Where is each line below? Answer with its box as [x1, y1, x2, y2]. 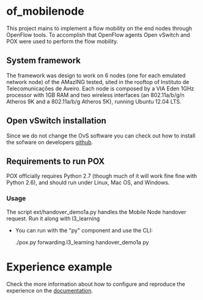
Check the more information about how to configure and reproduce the [6, 280, 185, 288]
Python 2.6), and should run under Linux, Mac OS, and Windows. [6, 179, 170, 187]
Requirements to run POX [6, 156, 105, 166]
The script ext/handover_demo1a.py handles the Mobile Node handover [6, 208, 186, 215]
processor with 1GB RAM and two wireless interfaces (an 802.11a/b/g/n [6, 91, 185, 99]
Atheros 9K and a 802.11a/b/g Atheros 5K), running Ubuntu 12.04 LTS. [6, 98, 182, 105]
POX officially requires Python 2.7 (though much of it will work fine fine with [6, 172, 197, 180]
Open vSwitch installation [6, 115, 107, 126]
